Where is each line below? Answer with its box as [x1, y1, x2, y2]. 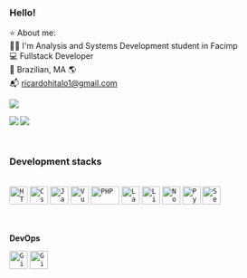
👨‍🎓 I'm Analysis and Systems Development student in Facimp [9, 41, 238, 52]
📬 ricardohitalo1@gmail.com [9, 78, 118, 89]
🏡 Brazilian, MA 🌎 [9, 64, 77, 75]
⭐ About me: [9, 27, 56, 38]
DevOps [9, 233, 41, 244]
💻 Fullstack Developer [9, 51, 94, 62]
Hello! [9, 6, 36, 19]
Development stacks [9, 156, 102, 168]
